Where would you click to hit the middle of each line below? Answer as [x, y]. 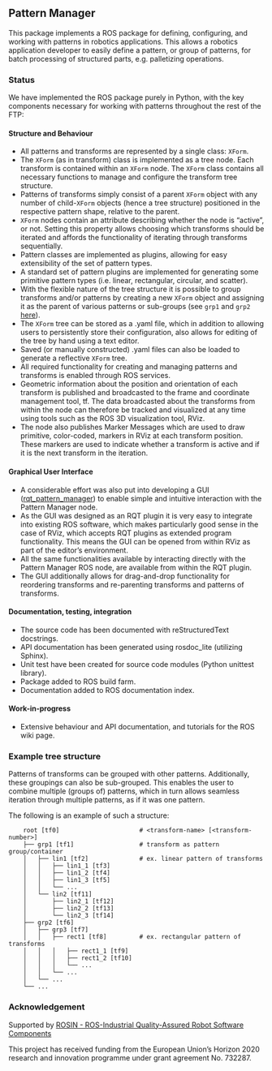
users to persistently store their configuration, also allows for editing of [139, 333]
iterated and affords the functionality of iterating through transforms [134, 238]
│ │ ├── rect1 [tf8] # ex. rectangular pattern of [132, 937]
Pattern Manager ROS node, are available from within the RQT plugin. [136, 567]
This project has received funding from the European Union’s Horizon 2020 [134, 1049]
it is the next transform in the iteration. [84, 453]
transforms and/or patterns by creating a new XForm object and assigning [142, 298]
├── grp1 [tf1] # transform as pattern [121, 845]
